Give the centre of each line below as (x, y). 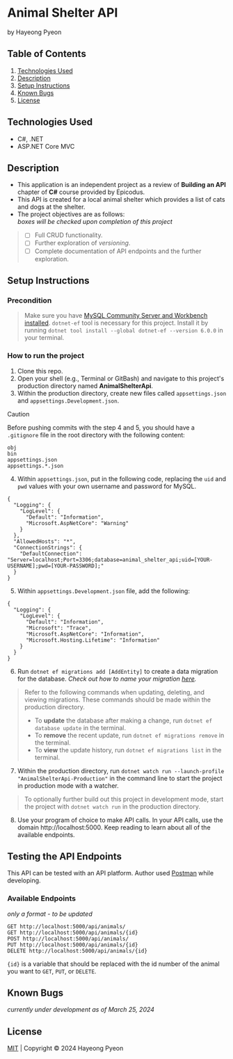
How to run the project (46, 356)
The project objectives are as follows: (71, 214)
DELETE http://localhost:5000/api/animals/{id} (78, 951)
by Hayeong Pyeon (34, 32)
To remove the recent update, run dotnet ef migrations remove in (129, 735)
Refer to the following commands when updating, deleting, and (114, 692)
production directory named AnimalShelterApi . (85, 386)
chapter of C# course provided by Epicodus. (81, 192)
